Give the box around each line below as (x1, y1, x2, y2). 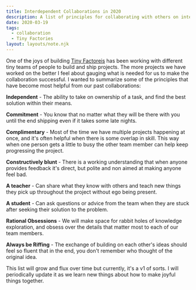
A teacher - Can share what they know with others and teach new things (6, 182, 181, 189)
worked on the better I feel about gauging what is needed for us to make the (6, 70, 190, 77)
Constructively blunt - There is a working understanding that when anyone (6, 158, 188, 165)
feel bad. (6, 171, 27, 178)
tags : (6, 25, 19, 31)
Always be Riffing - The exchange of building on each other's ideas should (6, 241, 187, 248)
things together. (6, 277, 44, 284)
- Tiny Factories (11, 36, 54, 42)
